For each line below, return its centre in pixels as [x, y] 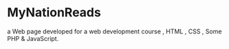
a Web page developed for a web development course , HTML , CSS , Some [115, 31]
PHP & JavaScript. [33, 38]
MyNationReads [54, 13]
